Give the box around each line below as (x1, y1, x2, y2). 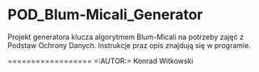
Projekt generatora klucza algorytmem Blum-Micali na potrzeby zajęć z (7, 32, 244, 42)
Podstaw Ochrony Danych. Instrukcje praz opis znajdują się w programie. (7, 40, 251, 50)
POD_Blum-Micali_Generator (7, 6, 203, 24)
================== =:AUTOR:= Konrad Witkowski (7, 56, 194, 66)
